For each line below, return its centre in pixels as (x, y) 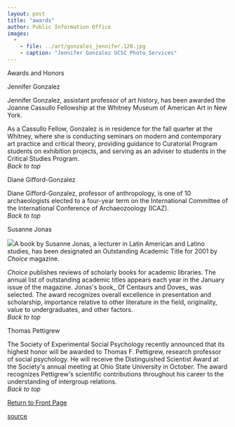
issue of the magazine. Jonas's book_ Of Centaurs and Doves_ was (105, 287)
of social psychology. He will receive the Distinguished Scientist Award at (113, 359)
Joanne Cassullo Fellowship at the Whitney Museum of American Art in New (117, 107)
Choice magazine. (33, 258)
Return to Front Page (37, 402)
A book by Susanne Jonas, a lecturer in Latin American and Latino (110, 244)
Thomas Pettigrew (34, 330)
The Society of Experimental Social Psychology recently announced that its (116, 344)
